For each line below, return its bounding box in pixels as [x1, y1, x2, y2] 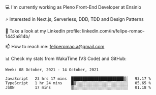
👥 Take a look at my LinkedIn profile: [5, 28, 81, 34]
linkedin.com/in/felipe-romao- [82, 28, 145, 34]
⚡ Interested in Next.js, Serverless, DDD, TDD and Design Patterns [5, 16, 144, 22]
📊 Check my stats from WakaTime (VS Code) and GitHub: [5, 55, 127, 61]
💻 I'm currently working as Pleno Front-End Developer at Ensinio [5, 4, 141, 10]
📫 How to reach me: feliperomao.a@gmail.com [5, 44, 105, 49]
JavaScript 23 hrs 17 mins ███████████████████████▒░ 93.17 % [5, 76, 151, 81]
